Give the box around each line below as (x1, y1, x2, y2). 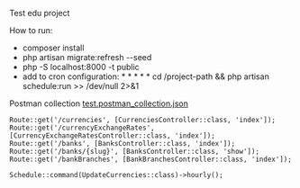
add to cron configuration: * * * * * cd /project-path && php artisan (22, 71, 270, 82)
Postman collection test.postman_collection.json (9, 98, 189, 109)
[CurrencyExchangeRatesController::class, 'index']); (9, 131, 216, 140)
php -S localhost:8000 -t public (22, 62, 140, 72)
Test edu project (9, 8, 70, 18)
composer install (22, 42, 85, 53)
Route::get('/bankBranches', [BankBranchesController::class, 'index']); (9, 155, 293, 164)
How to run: (9, 25, 53, 35)
